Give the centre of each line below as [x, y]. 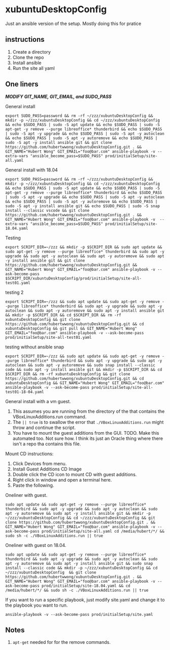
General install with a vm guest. [38, 401]
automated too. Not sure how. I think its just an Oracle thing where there [88, 438]
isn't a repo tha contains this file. [47, 444]
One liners [22, 84]
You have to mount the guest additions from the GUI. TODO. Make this [86, 433]
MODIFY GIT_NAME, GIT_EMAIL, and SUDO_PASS [58, 96]
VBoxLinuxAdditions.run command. [49, 416]
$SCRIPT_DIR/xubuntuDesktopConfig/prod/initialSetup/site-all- [74, 278]
